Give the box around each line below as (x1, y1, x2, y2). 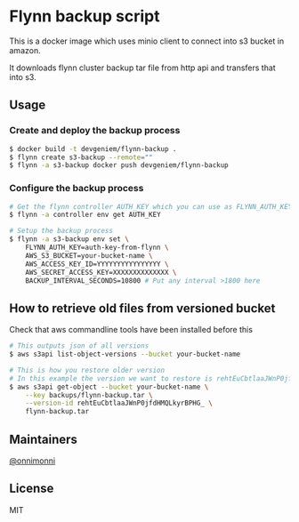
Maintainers (9, 431, 78, 446)
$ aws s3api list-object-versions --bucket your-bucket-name (9, 349, 241, 359)
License (9, 481, 54, 496)
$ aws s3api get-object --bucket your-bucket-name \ (9, 382, 209, 391)
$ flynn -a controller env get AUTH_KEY (9, 211, 162, 220)
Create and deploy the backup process (9, 124, 181, 137)
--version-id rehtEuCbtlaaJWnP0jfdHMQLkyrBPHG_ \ (25, 398, 214, 408)
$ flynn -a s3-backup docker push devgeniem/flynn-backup (9, 161, 229, 170)
